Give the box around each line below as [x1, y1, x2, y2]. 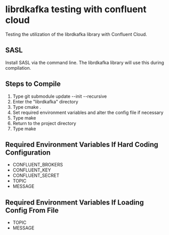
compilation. [5, 65, 32, 71]
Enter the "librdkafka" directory [12, 98, 78, 105]
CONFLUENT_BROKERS [12, 162, 63, 168]
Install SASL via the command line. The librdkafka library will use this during [5, 60, 164, 66]
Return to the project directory [12, 120, 76, 126]
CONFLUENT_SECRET [12, 172, 60, 179]
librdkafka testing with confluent [5, 4, 147, 15]
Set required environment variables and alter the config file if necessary [12, 109, 164, 115]
